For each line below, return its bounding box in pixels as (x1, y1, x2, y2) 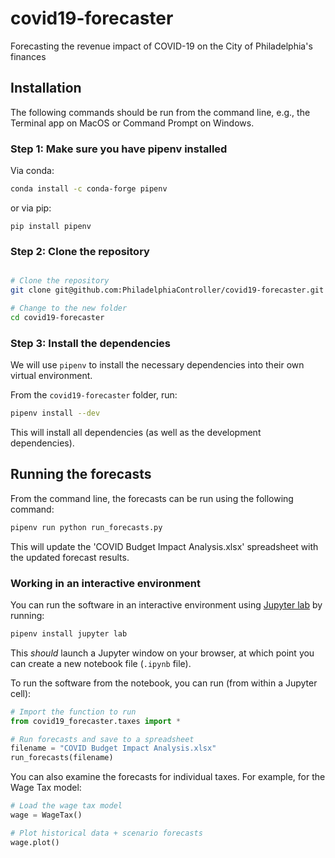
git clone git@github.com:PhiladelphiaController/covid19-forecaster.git (10, 285, 325, 296)
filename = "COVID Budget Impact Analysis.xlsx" (10, 743, 217, 754)
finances (10, 50, 47, 62)
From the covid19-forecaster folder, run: (10, 389, 178, 401)
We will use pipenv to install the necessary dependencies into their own (10, 359, 305, 371)
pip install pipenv (10, 221, 92, 231)
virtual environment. (10, 370, 93, 382)
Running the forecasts (10, 466, 152, 483)
